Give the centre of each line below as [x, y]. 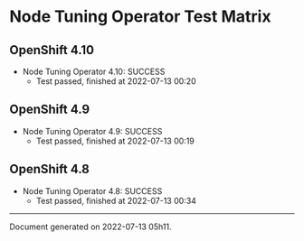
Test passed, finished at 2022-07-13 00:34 [116, 200]
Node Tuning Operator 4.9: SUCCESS [92, 131]
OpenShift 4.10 [52, 50]
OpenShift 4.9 [50, 110]
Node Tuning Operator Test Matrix [140, 17]
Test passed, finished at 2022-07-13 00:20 [116, 81]
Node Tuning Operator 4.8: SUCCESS [92, 190]
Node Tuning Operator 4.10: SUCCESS [94, 71]
